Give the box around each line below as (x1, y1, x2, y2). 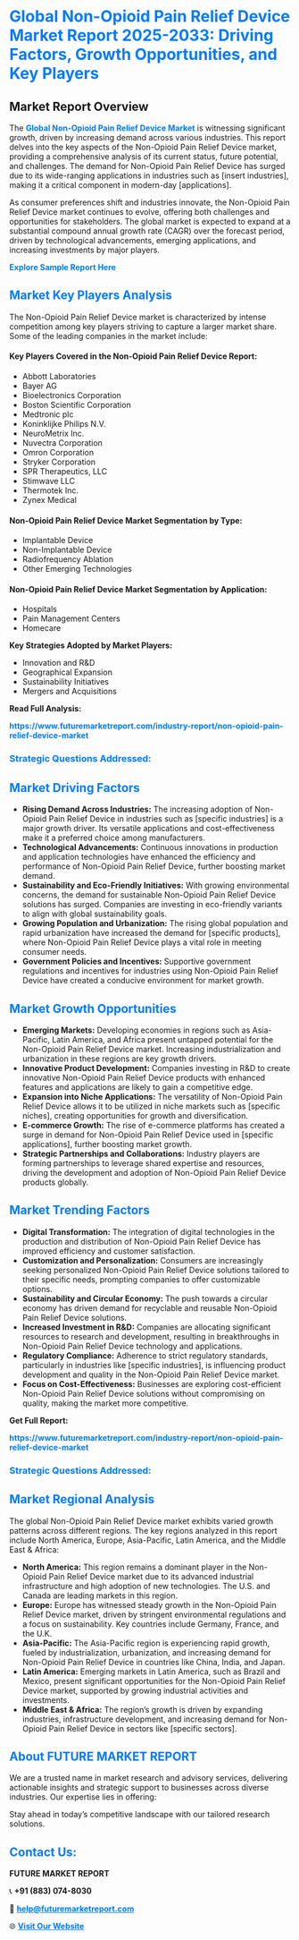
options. (21, 1283, 53, 1294)
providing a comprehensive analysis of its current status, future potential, (9, 151, 278, 162)
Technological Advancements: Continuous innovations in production (21, 842, 278, 853)
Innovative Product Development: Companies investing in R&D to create (21, 1062, 291, 1073)
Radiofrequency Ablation (21, 554, 114, 565)
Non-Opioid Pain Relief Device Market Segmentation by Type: (9, 515, 243, 525)
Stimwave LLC (21, 476, 76, 487)
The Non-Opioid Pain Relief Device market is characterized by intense (9, 311, 267, 322)
